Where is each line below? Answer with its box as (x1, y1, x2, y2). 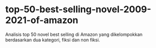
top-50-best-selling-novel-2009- (5, 4, 151, 15)
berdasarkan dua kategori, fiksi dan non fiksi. (5, 37, 100, 43)
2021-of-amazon (5, 14, 79, 26)
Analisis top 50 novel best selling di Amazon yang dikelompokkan (5, 31, 143, 37)
